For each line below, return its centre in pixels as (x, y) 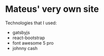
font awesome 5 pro (33, 43)
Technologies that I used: (31, 23)
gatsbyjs (21, 32)
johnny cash (25, 48)
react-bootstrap (29, 38)
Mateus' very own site (52, 9)
